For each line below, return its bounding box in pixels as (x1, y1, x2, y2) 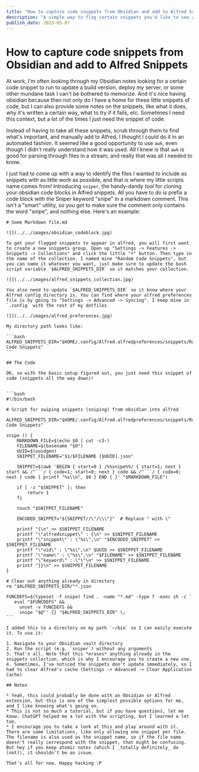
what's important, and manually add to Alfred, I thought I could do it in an (6, 133, 185, 140)
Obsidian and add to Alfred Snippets (6, 58, 188, 71)
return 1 (27, 490, 49, 496)
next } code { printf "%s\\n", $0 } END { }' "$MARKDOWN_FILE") (6, 474, 168, 480)
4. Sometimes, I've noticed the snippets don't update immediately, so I (6, 661, 192, 667)
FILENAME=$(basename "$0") (17, 443, 84, 449)
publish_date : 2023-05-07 (6, 20, 70, 26)
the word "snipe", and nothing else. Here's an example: (6, 208, 140, 215)
